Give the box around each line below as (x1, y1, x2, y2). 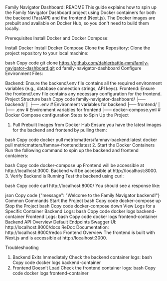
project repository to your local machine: (5, 50, 89, 56)
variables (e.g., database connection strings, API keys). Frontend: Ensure (5, 85, 155, 91)
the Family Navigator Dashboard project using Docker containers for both (5, 9, 156, 15)
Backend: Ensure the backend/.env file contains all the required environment (5, 80, 162, 86)
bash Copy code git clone (5, 60, 58, 65)
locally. (5, 25, 20, 31)
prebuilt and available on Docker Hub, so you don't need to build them (5, 20, 150, 26)
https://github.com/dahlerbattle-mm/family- (59, 60, 149, 65)
